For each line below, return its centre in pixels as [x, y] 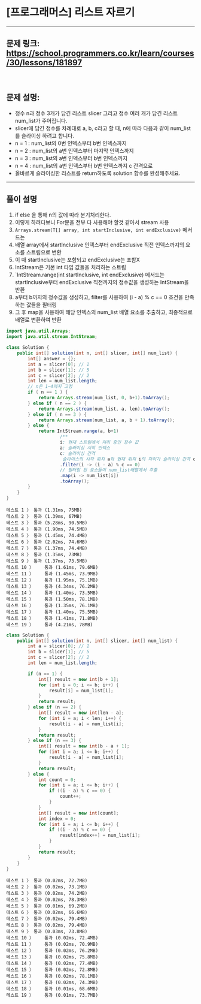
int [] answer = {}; [52, 358]
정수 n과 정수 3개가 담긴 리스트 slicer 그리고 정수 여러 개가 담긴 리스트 [96, 113]
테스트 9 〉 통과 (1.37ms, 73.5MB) [47, 561]
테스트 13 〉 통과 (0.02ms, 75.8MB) [52, 957]
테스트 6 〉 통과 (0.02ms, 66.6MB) [47, 913]
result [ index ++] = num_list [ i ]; [100, 836]
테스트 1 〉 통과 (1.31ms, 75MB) [44, 510]
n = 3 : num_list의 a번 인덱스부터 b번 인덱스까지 [71, 158]
